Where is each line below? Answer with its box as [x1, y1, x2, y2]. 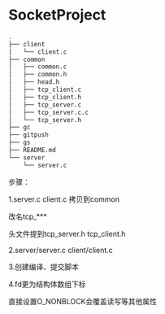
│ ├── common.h [8, 71, 67, 79]
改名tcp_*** [8, 212, 47, 221]
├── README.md [8, 146, 57, 155]
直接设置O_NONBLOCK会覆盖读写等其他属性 [8, 296, 157, 306]
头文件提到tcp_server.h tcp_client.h [8, 229, 126, 238]
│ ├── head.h [8, 78, 60, 86]
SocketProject [8, 6, 106, 24]
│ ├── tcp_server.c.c [8, 108, 89, 116]
